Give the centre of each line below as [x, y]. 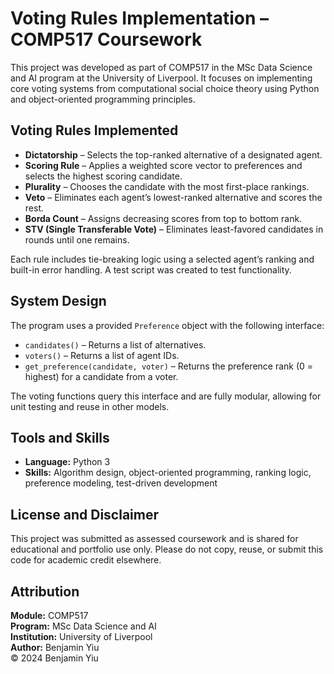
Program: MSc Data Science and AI [83, 626]
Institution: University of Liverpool [81, 636]
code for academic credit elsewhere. [86, 560]
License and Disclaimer [84, 514]
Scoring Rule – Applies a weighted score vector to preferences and [163, 165]
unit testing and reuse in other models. [90, 406]
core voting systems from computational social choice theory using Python [165, 88]
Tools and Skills [60, 437]
